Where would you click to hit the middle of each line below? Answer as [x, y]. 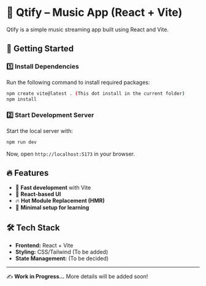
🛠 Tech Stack [33, 228]
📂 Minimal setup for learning [52, 208]
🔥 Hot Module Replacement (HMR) [60, 201]
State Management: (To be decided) [62, 258]
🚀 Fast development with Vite [53, 188]
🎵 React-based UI [38, 194]
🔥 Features [28, 173]
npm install [21, 99]
